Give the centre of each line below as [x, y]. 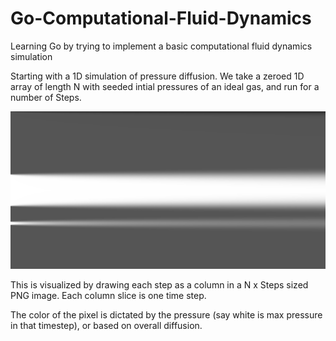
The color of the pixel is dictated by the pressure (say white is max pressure [166, 314]
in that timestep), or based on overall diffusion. [106, 325]
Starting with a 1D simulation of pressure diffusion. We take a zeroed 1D [157, 76]
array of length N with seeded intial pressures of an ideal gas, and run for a [165, 86]
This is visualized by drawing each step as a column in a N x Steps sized [159, 284]
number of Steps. [46, 97]
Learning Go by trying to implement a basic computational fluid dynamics [161, 46]
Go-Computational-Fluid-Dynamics [161, 18]
